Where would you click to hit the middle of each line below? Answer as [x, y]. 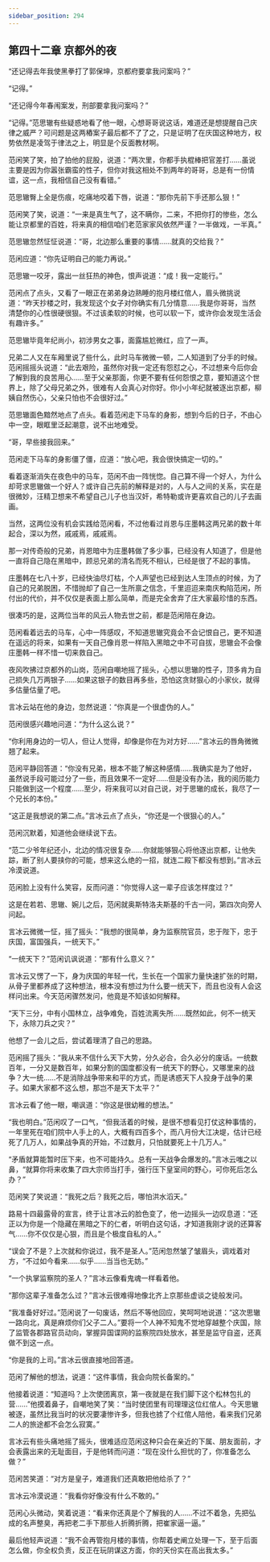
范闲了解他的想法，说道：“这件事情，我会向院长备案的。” [101, 1377]
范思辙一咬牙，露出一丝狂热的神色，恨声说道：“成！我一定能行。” [115, 276]
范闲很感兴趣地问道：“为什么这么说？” [72, 724]
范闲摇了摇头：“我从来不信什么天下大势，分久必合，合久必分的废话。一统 [130, 1057]
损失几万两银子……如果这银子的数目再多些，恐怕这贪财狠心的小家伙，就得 [137, 680]
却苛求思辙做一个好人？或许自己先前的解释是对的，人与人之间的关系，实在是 [135, 486]
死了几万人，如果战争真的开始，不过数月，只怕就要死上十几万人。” [117, 1142]
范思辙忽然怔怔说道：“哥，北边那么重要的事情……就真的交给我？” [116, 242]
